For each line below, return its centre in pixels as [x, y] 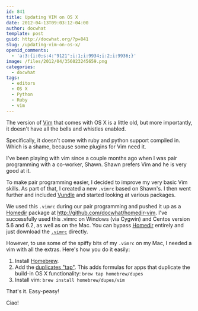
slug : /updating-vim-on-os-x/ [44, 45]
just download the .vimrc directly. [47, 231]
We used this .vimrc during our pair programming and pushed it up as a [94, 206]
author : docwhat [26, 28]
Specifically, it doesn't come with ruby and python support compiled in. [93, 140]
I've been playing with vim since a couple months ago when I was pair [92, 158]
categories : [21, 67]
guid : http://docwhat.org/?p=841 [47, 39]
